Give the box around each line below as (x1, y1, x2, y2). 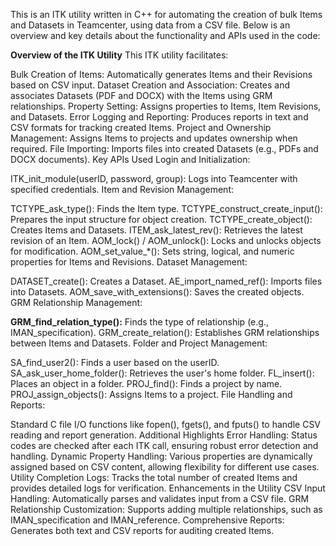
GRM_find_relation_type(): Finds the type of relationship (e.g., (10, 316, 269, 328)
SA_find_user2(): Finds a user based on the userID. (10, 357, 220, 368)
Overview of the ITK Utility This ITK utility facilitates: (10, 49, 229, 61)
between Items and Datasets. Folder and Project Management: (10, 337, 268, 349)
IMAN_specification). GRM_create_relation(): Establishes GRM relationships (10, 327, 320, 338)
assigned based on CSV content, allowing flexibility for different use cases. (10, 461, 320, 473)
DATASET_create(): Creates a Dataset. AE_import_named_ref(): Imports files (10, 275, 323, 287)
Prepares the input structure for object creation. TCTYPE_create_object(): (10, 214, 313, 225)
